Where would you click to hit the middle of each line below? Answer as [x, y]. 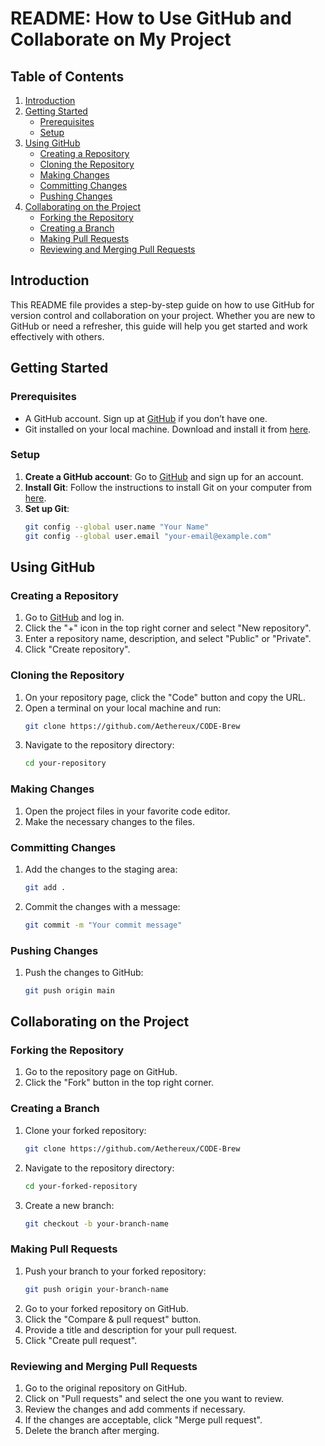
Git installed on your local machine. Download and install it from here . [168, 429]
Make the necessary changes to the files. [110, 821]
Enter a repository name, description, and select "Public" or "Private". [168, 639]
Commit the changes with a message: [102, 906]
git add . [45, 887]
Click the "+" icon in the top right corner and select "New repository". [168, 628]
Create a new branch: [69, 1205]
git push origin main [69, 990]
